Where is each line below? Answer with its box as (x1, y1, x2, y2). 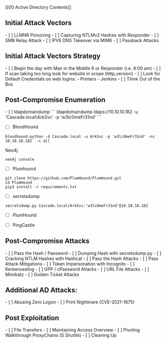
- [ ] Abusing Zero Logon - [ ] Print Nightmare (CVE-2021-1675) (5, 299, 135, 305)
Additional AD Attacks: (5, 285, 78, 294)
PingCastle (12, 222, 35, 228)
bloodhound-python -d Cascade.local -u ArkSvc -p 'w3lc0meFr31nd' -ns (5, 134, 155, 139)
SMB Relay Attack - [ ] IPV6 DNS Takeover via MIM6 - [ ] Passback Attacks (5, 37, 159, 43)
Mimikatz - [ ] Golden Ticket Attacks (5, 271, 80, 277)
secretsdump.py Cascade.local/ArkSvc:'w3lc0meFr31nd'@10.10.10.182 (5, 203, 149, 208)
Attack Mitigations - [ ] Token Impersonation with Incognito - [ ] (5, 260, 135, 267)
